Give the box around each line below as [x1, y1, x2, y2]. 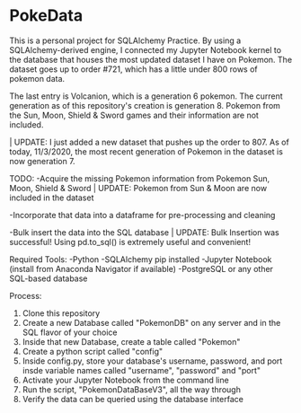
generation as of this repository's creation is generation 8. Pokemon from [9, 100, 281, 110]
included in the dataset [9, 192, 94, 203]
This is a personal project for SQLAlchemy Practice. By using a [9, 35, 242, 46]
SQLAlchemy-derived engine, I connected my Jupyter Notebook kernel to [9, 44, 281, 55]
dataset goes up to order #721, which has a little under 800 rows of [9, 64, 258, 75]
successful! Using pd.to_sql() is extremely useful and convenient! [9, 236, 252, 247]
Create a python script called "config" [22, 346, 164, 356]
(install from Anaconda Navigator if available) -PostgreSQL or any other [9, 263, 274, 274]
